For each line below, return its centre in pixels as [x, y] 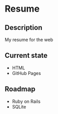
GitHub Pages [26, 73]
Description [23, 28]
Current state [26, 55]
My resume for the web [29, 40]
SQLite [19, 106]
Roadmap [20, 89]
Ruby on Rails [26, 101]
